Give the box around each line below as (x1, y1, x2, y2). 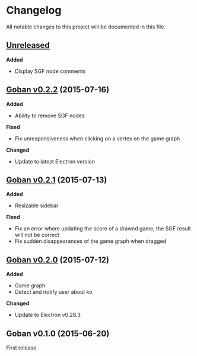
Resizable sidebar (14, 202, 59, 209)
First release (6, 344, 37, 351)
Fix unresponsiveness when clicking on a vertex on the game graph (14, 134, 180, 142)
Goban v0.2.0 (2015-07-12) (6, 255, 110, 265)
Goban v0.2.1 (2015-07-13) (6, 175, 107, 185)
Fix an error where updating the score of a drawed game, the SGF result (14, 225, 191, 232)
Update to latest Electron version (14, 158, 95, 165)
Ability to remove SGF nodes (14, 112, 85, 119)
